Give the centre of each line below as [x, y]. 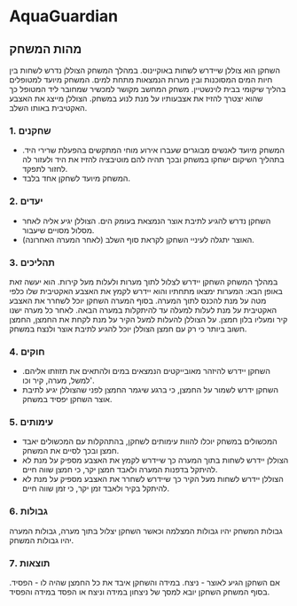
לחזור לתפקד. [45, 169]
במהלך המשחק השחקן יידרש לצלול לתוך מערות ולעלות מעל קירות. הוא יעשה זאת [144, 282]
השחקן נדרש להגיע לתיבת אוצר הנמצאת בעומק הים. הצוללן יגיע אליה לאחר [146, 221]
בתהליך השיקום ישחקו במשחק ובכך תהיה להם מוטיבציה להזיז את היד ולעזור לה [153, 159]
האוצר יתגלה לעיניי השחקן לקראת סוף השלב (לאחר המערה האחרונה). [138, 239]
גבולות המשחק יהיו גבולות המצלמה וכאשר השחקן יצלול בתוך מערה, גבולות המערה [146, 531]
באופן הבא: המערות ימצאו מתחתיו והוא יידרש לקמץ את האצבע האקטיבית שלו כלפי [146, 291]
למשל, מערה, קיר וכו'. [58, 381]
